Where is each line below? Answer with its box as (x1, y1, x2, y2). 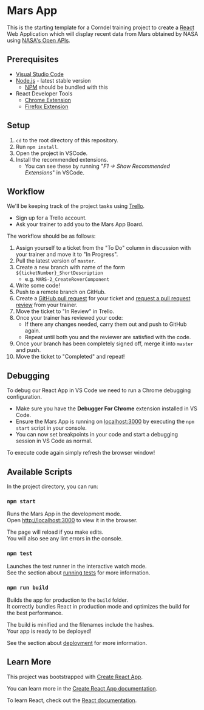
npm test (7, 550, 33, 557)
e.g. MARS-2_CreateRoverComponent (24, 275, 110, 283)
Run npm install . (15, 143, 59, 150)
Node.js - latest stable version (15, 77, 91, 84)
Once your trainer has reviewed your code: (15, 314, 123, 322)
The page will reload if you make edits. (7, 528, 104, 536)
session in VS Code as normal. (15, 437, 93, 444)
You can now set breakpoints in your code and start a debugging (15, 431, 178, 438)
